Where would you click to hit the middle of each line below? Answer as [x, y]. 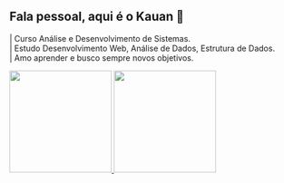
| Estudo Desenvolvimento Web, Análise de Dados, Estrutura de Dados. [142, 48]
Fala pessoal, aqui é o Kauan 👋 [97, 17]
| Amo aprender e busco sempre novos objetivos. [102, 58]
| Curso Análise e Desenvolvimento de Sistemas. [100, 38]
